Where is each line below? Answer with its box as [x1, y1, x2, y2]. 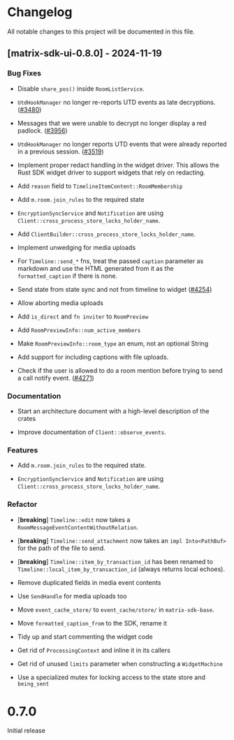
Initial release [7, 727, 45, 735]
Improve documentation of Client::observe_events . [17, 427, 166, 436]
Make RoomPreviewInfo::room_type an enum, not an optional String [17, 339, 209, 348]
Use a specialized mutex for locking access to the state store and [17, 673, 206, 681]
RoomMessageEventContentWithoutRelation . [17, 523, 138, 531]
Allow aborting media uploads [17, 298, 103, 307]
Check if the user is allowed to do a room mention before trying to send [17, 366, 224, 374]
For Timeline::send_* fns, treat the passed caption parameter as [17, 256, 204, 265]
